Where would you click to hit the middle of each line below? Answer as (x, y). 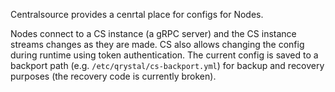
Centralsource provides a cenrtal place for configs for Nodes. (137, 14)
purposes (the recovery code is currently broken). (113, 76)
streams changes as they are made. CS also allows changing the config (157, 44)
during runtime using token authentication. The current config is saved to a (164, 55)
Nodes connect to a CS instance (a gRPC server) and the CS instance (153, 33)
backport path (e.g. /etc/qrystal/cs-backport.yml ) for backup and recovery (167, 65)
